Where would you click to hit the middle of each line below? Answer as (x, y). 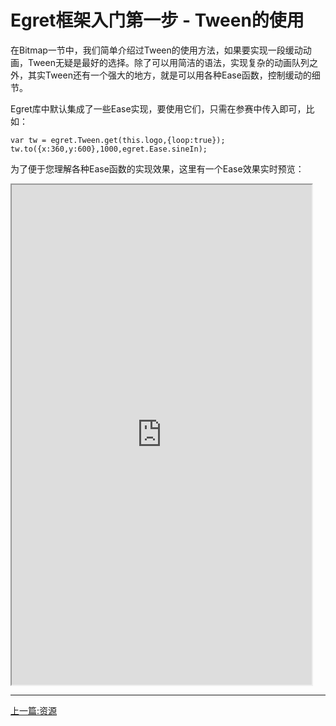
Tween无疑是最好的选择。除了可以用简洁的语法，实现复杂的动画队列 (168, 62)
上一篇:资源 (34, 710)
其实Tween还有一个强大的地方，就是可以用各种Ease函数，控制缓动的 (169, 75)
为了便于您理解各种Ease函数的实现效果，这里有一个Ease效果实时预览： (157, 168)
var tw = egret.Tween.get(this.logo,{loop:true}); (118, 140)
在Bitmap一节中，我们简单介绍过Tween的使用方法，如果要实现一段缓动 (156, 50)
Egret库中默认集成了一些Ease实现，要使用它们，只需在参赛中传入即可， (158, 108)
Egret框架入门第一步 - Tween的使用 (157, 20)
